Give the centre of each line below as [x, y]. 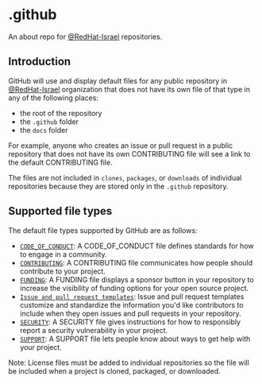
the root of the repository [61, 113]
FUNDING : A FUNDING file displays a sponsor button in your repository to [137, 279]
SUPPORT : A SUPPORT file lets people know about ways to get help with [135, 339]
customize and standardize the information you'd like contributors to [131, 304]
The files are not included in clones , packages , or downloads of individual [125, 177]
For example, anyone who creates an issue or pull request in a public [121, 145]
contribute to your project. [62, 271]
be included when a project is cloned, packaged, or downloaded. [114, 370]
